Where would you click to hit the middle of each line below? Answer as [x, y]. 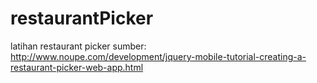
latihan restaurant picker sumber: [78, 46]
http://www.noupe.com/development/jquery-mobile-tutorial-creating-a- [158, 56]
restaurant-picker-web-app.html [77, 67]
